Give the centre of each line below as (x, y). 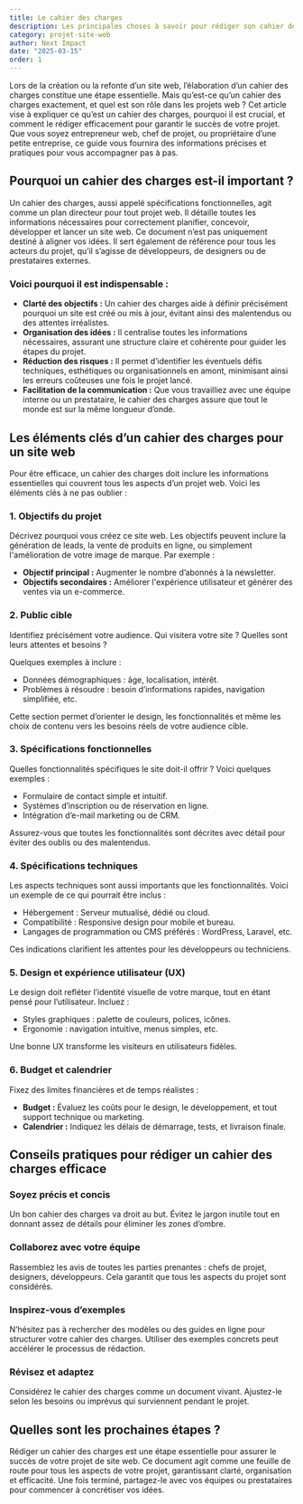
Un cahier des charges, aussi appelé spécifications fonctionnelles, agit (141, 202)
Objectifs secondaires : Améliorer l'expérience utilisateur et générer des (157, 582)
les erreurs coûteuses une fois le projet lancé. (107, 381)
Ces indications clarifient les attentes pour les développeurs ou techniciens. (150, 949)
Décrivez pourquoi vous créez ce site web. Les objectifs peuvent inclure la (148, 536)
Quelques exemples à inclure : (65, 662)
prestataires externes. (50, 260)
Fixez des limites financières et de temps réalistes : (104, 1089)
